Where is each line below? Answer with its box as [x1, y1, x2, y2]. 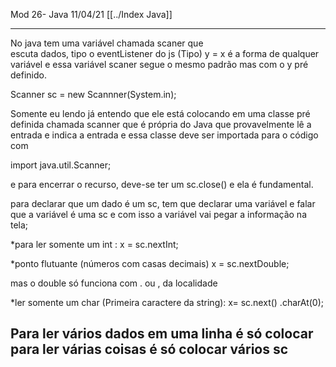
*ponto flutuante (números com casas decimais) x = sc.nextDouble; [10, 258, 290, 269]
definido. [10, 69, 47, 81]
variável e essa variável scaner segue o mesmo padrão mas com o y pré [10, 59, 309, 70]
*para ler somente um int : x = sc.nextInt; [10, 239, 179, 250]
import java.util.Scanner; [10, 159, 112, 171]
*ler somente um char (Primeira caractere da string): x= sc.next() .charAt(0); [10, 297, 324, 308]
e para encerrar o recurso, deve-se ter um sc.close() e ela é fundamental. [10, 179, 314, 190]
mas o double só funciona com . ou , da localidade [10, 277, 218, 289]
